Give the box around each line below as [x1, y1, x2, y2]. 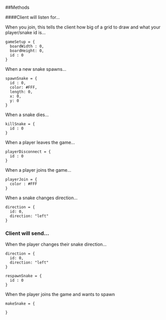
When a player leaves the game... [5, 140, 75, 145]
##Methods [5, 5, 29, 10]
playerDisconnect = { [5, 149, 51, 154]
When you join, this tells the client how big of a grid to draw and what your [5, 24, 161, 30]
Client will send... [5, 229, 49, 236]
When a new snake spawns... [5, 66, 67, 72]
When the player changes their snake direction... [5, 242, 107, 248]
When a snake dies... [5, 112, 49, 118]
